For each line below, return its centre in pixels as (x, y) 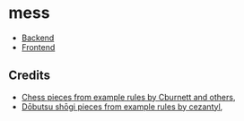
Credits (30, 76)
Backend (38, 38)
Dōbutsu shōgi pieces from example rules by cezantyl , (122, 107)
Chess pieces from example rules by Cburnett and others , (128, 97)
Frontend (38, 47)
